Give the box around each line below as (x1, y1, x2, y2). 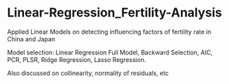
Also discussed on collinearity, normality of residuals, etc (7, 69, 169, 77)
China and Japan (7, 34, 56, 43)
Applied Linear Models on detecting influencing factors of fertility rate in (7, 28, 212, 36)
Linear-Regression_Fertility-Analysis (7, 5, 222, 21)
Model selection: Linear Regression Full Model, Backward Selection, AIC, (7, 48, 213, 56)
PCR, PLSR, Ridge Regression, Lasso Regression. (7, 55, 146, 63)
